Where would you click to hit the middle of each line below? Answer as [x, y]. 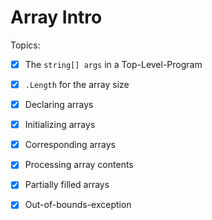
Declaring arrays [59, 105]
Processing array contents [79, 165]
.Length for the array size [77, 84]
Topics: [25, 45]
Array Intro [56, 17]
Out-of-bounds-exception [78, 205]
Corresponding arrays [70, 145]
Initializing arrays [60, 125]
